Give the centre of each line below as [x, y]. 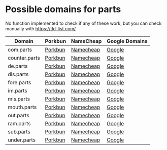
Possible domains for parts [63, 9]
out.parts [19, 115]
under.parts [22, 140]
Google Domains [127, 41]
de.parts [18, 66]
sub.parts [19, 131]
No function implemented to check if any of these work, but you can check [83, 23]
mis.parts [19, 98]
